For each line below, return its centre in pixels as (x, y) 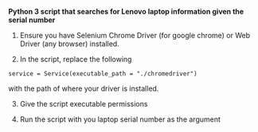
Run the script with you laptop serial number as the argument (120, 119)
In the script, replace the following (76, 59)
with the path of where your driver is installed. (84, 88)
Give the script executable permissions (84, 104)
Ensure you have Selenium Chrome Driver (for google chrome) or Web (135, 35)
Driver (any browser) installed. (69, 44)
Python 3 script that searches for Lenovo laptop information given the (126, 12)
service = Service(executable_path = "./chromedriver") (103, 74)
